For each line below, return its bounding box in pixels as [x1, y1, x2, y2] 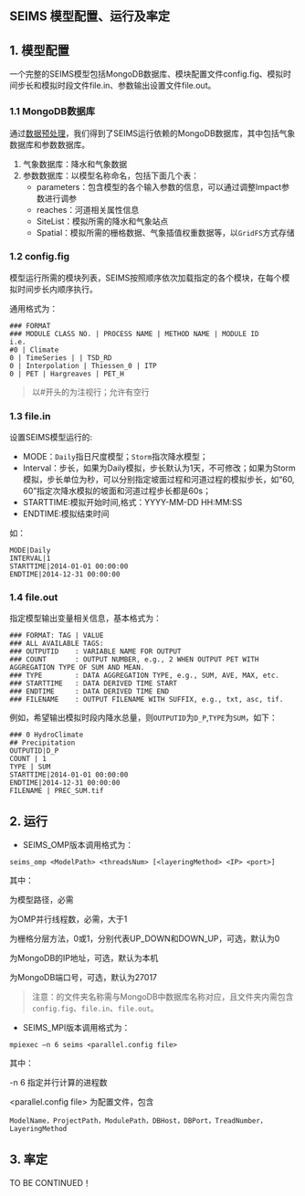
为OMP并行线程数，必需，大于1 [9, 914, 128, 925]
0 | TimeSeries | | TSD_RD [9, 353, 112, 363]
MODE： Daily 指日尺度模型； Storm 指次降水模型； [22, 451, 208, 462]
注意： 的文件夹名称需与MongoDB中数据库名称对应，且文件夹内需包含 [31, 991, 294, 1002]
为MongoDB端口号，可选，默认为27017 [9, 972, 158, 983]
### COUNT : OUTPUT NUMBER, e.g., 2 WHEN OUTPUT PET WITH [9, 655, 259, 664]
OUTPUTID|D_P [9, 746, 59, 756]
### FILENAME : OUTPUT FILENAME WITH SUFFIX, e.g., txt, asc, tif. [9, 695, 284, 704]
